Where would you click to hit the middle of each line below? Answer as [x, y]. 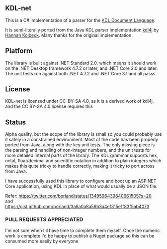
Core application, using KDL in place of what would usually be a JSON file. [81, 186]
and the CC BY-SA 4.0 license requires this [49, 106]
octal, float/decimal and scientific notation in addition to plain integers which [83, 161]
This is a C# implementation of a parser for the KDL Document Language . [80, 20]
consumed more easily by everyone [42, 241]
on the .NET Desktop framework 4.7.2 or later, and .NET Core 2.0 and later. [82, 68]
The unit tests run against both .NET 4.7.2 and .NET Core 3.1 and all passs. [81, 73]
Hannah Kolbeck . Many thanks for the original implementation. [69, 35]
